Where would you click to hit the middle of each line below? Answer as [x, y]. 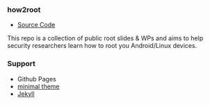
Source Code [36, 25]
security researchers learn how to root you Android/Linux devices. [102, 46]
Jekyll [26, 94]
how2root [24, 10]
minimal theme [39, 86]
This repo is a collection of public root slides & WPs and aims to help [105, 38]
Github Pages [37, 79]
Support [22, 64]
